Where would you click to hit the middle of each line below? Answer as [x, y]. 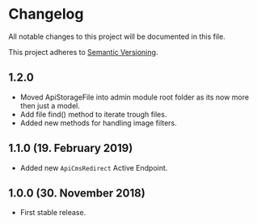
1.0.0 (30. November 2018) [77, 193]
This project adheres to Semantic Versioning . [83, 52]
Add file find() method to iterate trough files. [93, 114]
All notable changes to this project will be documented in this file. [117, 36]
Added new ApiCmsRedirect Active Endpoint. [94, 167]
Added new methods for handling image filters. [99, 123]
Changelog [46, 14]
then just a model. [50, 105]
